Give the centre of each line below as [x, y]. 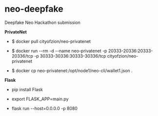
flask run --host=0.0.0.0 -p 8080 [44, 108]
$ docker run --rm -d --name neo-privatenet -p [59, 51]
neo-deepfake [34, 9]
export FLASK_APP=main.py [40, 99]
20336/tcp [22, 56]
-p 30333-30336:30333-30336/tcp [70, 56]
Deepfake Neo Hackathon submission [43, 22]
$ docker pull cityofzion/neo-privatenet [51, 41]
